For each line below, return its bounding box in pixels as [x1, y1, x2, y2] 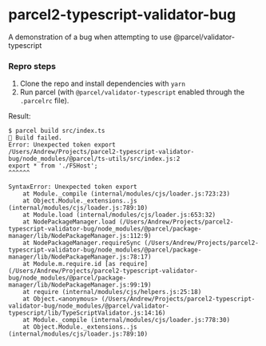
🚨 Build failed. [8, 134, 62, 142]
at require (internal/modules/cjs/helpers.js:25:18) [22, 288, 202, 296]
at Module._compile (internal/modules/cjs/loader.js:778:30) [22, 316, 230, 324]
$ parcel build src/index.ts [8, 127, 105, 135]
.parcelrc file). [19, 96, 69, 106]
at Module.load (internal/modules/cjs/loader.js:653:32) [22, 211, 216, 219]
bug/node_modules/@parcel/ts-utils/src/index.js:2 [8, 155, 181, 163]
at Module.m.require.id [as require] [22, 260, 149, 268]
